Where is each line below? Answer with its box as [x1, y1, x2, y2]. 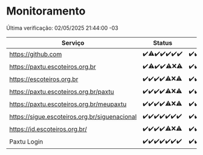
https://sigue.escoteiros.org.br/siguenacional [9, 113, 137, 121]
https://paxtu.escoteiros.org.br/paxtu [9, 88, 115, 96]
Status [153, 38, 173, 47]
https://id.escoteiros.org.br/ [9, 125, 88, 134]
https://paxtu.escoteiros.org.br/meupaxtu [9, 100, 127, 108]
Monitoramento [6, 4, 86, 18]
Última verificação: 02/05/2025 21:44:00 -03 [6, 24, 119, 31]
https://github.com [9, 50, 62, 59]
